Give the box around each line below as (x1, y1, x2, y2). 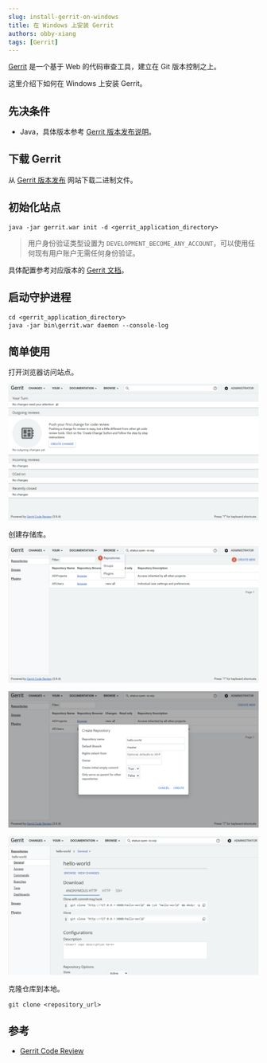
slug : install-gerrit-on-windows (8, 13, 119, 21)
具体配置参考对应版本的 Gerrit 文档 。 (8, 265, 129, 275)
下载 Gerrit (8, 152, 61, 166)
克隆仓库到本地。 (8, 983, 64, 993)
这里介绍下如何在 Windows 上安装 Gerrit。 (8, 79, 147, 88)
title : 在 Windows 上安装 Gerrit (8, 21, 114, 29)
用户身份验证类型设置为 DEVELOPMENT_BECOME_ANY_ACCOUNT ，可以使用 (27, 238, 249, 248)
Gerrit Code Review (19, 1045, 84, 1055)
